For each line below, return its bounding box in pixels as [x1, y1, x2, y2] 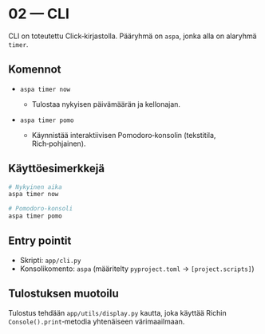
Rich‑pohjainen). [31, 139, 86, 148]
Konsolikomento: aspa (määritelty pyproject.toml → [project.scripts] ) [19, 264, 255, 273]
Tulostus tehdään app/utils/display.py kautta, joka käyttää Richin [8, 308, 227, 317]
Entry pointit [8, 234, 72, 248]
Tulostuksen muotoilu [8, 287, 120, 301]
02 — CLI [8, 5, 70, 23]
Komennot [8, 63, 61, 77]
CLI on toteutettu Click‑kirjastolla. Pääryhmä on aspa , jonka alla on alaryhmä [8, 31, 257, 41]
